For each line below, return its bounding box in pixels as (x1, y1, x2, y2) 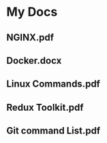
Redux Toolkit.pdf (6, 101, 84, 113)
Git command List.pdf (6, 125, 101, 137)
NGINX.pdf (6, 32, 55, 43)
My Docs (6, 4, 58, 20)
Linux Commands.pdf (6, 78, 100, 90)
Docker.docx (6, 54, 62, 66)
